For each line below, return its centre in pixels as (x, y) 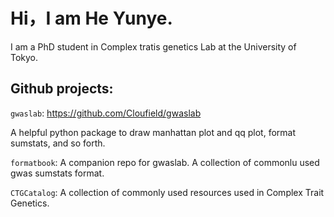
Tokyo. (24, 57)
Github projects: (62, 89)
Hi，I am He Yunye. (91, 18)
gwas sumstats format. (57, 173)
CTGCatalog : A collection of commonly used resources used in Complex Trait (167, 192)
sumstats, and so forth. (58, 143)
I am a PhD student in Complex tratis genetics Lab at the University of (153, 46)
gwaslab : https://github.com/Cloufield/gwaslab (106, 113)
